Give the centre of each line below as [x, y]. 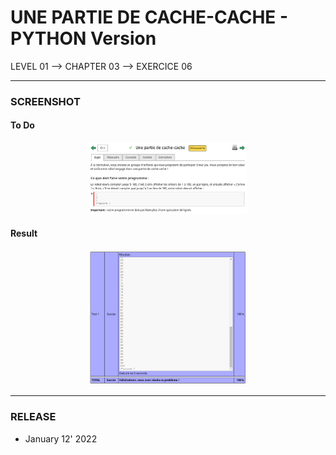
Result [24, 233]
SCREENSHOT [45, 101]
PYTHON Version [83, 38]
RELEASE [33, 417]
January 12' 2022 [61, 438]
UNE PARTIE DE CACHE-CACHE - [149, 17]
